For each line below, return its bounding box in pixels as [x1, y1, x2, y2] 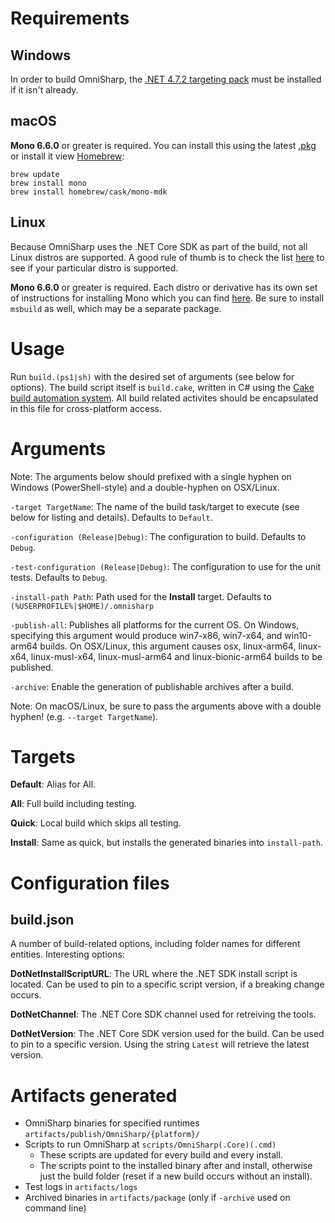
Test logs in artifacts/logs [24, 1181, 138, 1193]
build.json [10, 912, 75, 929]
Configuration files [10, 872, 170, 894]
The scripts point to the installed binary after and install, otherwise [39, 1160, 313, 1172]
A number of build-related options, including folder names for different [10, 938, 301, 950]
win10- [284, 629, 312, 641]
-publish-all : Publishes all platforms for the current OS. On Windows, [10, 618, 300, 631]
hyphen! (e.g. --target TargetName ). [10, 710, 159, 722]
